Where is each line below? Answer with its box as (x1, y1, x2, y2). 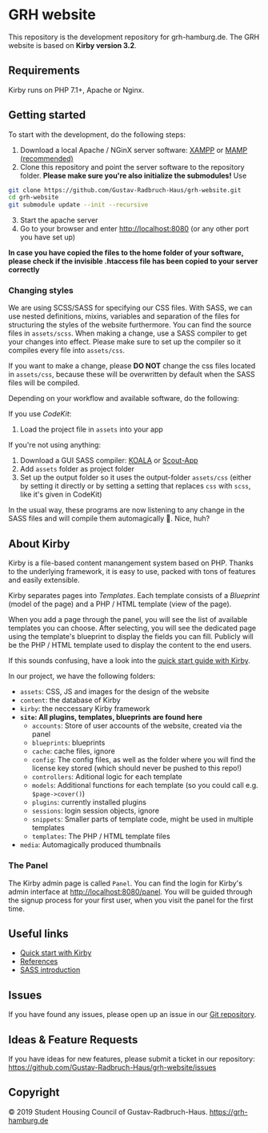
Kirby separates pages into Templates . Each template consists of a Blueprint (8, 591, 260, 601)
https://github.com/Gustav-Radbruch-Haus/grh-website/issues (8, 1063, 217, 1072)
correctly (8, 265, 40, 275)
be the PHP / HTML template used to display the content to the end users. (8, 641, 252, 650)
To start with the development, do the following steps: (8, 130, 186, 139)
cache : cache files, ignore (31, 746, 116, 756)
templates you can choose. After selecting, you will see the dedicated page (8, 623, 257, 633)
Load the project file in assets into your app (19, 424, 164, 434)
